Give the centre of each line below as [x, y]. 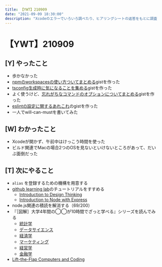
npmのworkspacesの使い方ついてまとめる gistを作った [66, 82]
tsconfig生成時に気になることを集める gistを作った [62, 88]
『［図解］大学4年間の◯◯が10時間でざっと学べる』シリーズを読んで [81, 212]
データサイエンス [36, 230]
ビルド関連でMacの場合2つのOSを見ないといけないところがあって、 [80, 148]
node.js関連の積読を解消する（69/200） [52, 205]
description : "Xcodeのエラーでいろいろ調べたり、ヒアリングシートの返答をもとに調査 [81, 18]
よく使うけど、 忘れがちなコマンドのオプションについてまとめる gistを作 [83, 94]
